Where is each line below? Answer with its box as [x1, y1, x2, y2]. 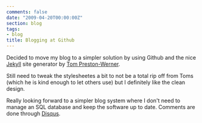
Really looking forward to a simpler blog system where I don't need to [6, 97, 181, 104]
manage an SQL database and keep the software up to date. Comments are [6, 104, 196, 110]
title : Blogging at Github [6, 37, 75, 43]
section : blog [6, 20, 43, 26]
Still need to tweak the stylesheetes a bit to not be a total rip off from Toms [6, 72, 193, 79]
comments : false [6, 9, 47, 15]
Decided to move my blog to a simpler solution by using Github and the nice [6, 54, 197, 61]
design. [6, 85, 26, 92]
